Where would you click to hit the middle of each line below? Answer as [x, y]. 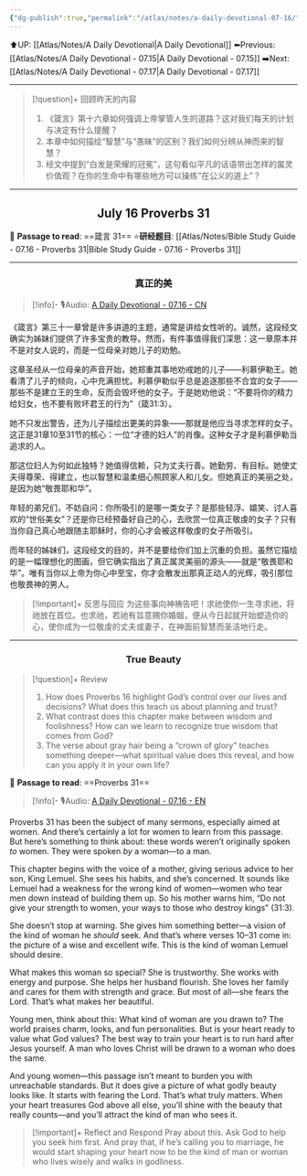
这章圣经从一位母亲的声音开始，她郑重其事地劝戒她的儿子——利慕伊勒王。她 [153, 369]
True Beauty [153, 659]
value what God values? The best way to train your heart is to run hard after [152, 1039]
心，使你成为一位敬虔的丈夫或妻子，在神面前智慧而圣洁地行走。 [152, 626]
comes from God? [79, 736]
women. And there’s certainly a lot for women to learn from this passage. [146, 832]
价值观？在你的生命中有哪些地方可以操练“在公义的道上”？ [153, 176]
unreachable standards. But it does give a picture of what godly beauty [143, 1085]
